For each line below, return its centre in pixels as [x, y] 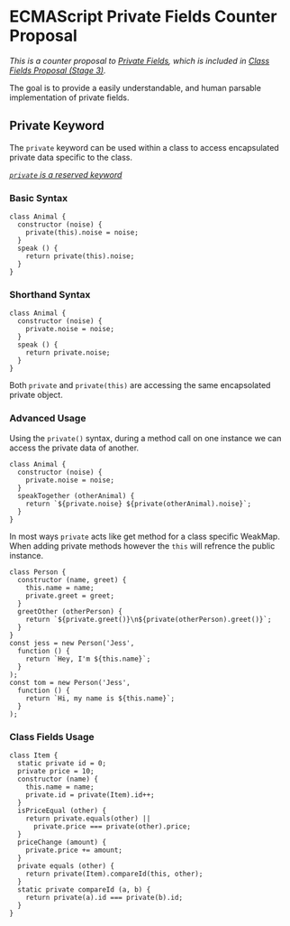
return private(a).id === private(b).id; [104, 897]
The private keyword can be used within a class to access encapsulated [144, 147]
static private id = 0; [62, 763]
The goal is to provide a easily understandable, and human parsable [135, 88]
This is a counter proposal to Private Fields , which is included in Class [140, 60]
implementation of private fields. [69, 97]
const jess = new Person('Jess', [72, 643]
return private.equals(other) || [88, 819]
